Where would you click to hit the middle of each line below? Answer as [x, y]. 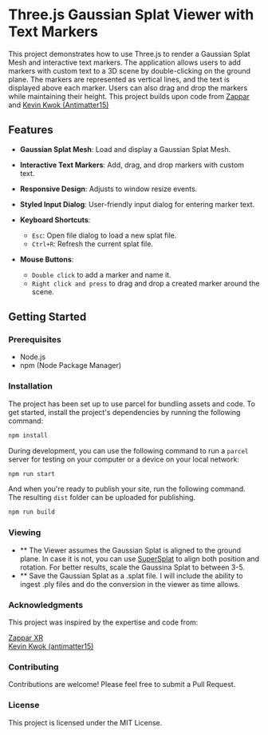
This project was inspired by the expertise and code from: [103, 622]
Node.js [33, 357]
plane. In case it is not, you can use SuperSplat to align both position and [140, 558]
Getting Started [47, 317]
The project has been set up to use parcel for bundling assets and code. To [132, 403]
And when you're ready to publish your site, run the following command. [127, 489]
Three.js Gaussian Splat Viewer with [131, 15]
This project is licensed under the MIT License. [85, 722]
